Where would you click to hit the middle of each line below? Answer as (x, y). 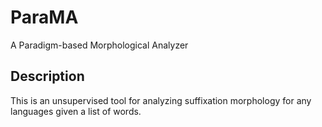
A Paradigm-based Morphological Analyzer (99, 45)
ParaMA (44, 17)
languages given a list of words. (76, 111)
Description (47, 76)
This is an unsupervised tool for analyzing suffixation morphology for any (161, 100)
